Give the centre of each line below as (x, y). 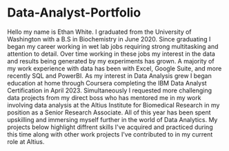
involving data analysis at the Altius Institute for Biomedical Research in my (113, 105)
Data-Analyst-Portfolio (74, 13)
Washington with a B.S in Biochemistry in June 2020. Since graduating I (109, 39)
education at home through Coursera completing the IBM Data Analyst (107, 83)
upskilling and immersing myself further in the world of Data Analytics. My (112, 119)
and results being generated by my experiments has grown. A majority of (111, 61)
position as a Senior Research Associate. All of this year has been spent (109, 112)
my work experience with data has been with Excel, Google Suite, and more (114, 68)
